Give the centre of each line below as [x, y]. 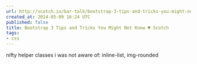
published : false [27, 22]
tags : [13, 33]
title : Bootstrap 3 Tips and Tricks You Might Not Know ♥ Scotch [87, 28]
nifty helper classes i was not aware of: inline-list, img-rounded [82, 55]
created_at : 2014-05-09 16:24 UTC [48, 17]
